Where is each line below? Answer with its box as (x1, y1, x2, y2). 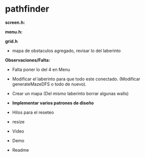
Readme (12, 147, 29, 153)
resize (12, 119, 25, 124)
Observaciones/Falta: (5, 57, 50, 63)
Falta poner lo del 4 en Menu (12, 67, 70, 72)
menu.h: (5, 29, 23, 35)
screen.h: (5, 19, 25, 25)
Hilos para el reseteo (12, 109, 54, 115)
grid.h (5, 38, 18, 44)
